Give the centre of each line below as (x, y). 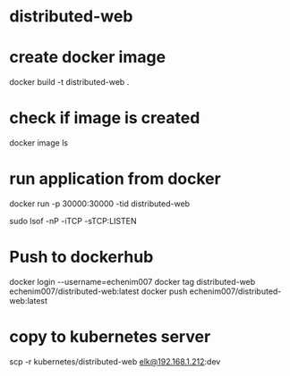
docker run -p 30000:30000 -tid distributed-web (100, 204)
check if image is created (105, 118)
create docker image (88, 58)
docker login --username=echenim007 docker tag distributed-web (132, 281)
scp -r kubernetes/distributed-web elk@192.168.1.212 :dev (115, 361)
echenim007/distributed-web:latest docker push (98, 291)
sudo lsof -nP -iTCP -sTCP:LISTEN (73, 221)
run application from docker (115, 179)
